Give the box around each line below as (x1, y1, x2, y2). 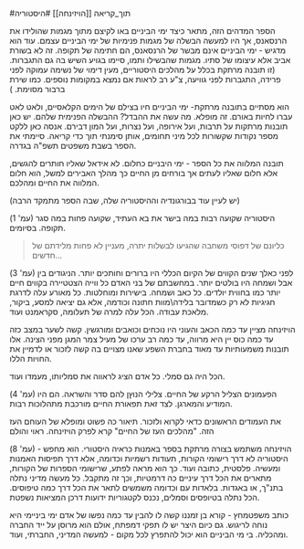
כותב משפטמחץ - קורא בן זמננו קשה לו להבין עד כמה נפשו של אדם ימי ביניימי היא (9, 510, 289, 520)
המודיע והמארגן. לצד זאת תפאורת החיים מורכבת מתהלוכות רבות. (9, 398, 233, 409)
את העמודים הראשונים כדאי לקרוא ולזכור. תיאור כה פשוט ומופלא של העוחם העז (9, 416, 281, 427)
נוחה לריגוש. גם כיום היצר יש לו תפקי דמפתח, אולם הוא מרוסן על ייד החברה (9, 520, 267, 530)
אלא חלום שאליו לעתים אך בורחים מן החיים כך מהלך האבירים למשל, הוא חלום (9, 168, 278, 178)
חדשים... (31, 250, 62, 260)
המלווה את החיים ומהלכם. (9, 177, 100, 188)
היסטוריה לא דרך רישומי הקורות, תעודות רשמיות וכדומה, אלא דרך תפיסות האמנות (9, 453, 289, 464)
